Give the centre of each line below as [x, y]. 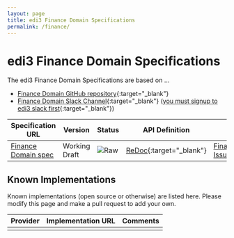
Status [108, 130]
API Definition [166, 130]
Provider [25, 221]
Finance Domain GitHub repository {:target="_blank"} [93, 94]
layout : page [26, 14]
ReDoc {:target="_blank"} [166, 150]
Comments [141, 221]
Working [76, 146]
